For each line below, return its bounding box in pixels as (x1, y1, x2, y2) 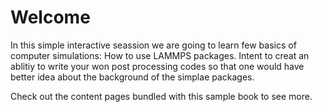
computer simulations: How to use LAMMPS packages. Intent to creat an (10, 49, 310, 61)
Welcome (10, 6, 91, 29)
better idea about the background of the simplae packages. (10, 71, 255, 83)
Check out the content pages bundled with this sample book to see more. (10, 90, 313, 102)
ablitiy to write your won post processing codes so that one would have (10, 60, 305, 72)
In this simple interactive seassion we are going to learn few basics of (10, 39, 297, 51)
